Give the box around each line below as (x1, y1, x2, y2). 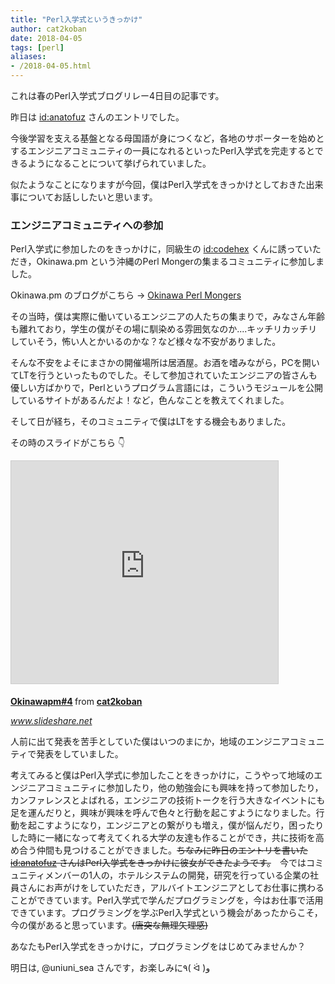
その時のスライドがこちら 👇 (10, 437, 126, 449)
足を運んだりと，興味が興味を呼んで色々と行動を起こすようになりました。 (10, 807, 317, 819)
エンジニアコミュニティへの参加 (10, 218, 164, 232)
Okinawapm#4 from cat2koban (10, 696, 143, 708)
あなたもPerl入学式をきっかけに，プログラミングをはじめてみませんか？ (10, 941, 307, 953)
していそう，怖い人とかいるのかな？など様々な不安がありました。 (10, 336, 282, 348)
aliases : (10, 52, 47, 62)
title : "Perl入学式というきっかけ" (10, 14, 143, 25)
